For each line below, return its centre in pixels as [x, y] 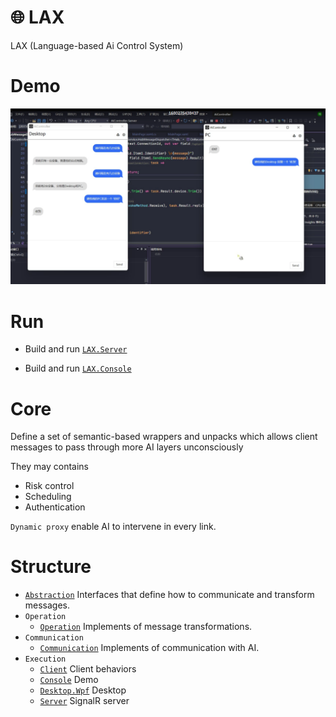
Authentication [55, 507]
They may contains [49, 467]
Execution [45, 659]
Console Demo [69, 680]
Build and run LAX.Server [76, 349]
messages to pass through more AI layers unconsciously [127, 447]
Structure [51, 567]
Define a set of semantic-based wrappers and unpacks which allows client [164, 437]
